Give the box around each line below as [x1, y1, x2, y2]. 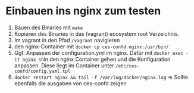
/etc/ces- [115, 63, 140, 69]
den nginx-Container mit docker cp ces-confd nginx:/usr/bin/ [14, 43, 169, 50]
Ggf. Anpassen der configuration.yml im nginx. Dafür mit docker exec [14, 49, 184, 56]
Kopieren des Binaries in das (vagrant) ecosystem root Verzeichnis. [14, 30, 180, 37]
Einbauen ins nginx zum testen [5, 4, 161, 18]
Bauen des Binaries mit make [14, 24, 83, 31]
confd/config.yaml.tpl [14, 68, 71, 74]
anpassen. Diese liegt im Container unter [14, 61, 114, 69]
